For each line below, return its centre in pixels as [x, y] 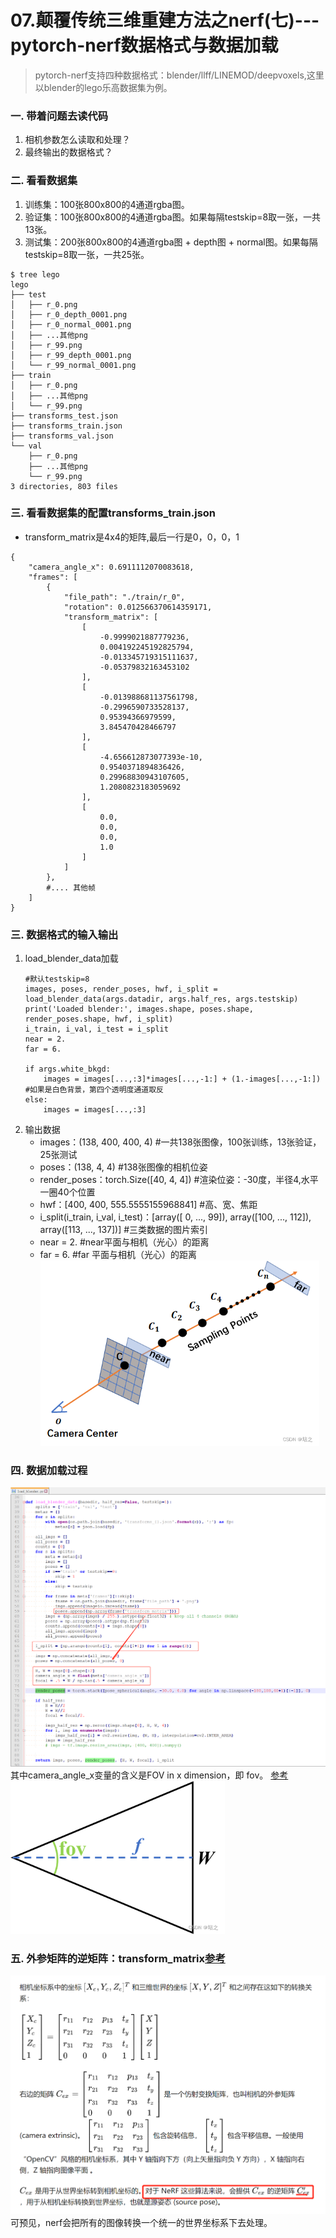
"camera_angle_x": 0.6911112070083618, [111, 567]
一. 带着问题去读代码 [59, 116]
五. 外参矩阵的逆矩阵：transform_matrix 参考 [118, 1958]
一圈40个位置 [67, 1192]
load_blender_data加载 [71, 958]
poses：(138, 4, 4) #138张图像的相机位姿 [123, 1167]
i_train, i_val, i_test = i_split [96, 1029]
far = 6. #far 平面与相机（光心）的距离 [118, 1255]
